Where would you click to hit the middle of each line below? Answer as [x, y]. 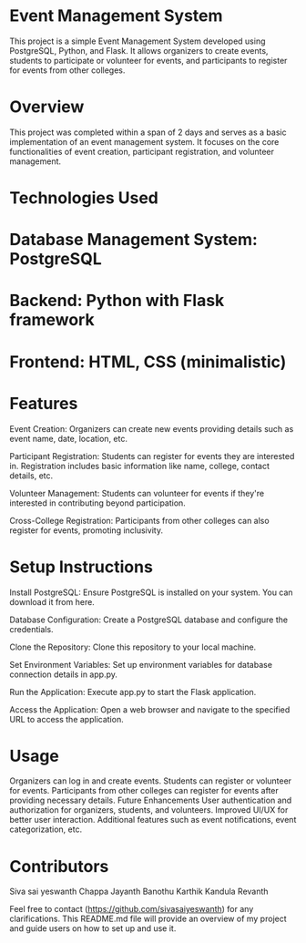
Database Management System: [133, 240]
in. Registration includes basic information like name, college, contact [140, 466]
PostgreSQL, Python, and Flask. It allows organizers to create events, [139, 50]
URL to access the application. [67, 719]
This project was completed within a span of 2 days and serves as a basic [148, 132]
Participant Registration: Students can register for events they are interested [152, 456]
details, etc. [31, 476]
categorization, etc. [46, 829]
